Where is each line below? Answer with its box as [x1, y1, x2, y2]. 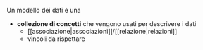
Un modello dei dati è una [6, 6, 82, 14]
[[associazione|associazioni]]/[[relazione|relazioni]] [27, 27, 178, 35]
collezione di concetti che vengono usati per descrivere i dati [16, 20, 197, 27]
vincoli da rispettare [27, 35, 85, 43]
